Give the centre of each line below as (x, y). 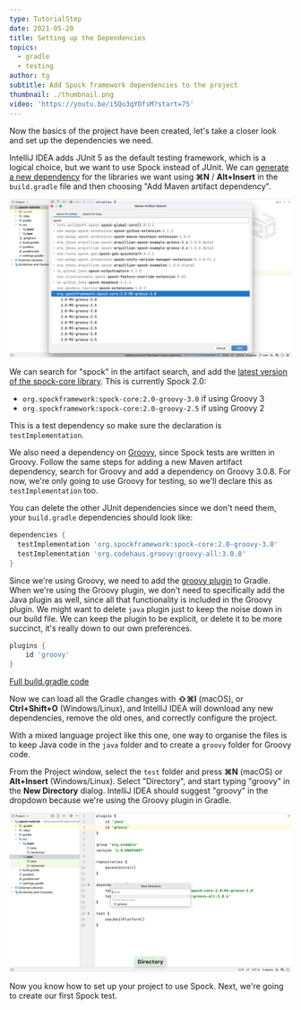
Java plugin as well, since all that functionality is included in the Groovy (141, 600)
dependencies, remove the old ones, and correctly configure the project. (143, 718)
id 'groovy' (47, 655)
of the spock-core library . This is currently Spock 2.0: (108, 381)
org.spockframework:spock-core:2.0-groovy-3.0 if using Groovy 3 (143, 398)
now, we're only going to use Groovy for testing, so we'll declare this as (141, 481)
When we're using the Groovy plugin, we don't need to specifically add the (147, 590)
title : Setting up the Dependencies (77, 38)
